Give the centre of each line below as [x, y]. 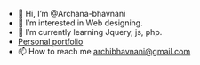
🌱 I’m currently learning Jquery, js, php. [90, 32]
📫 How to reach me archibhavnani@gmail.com [104, 51]
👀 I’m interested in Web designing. [80, 23]
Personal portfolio [50, 41]
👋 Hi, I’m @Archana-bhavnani [72, 14]
